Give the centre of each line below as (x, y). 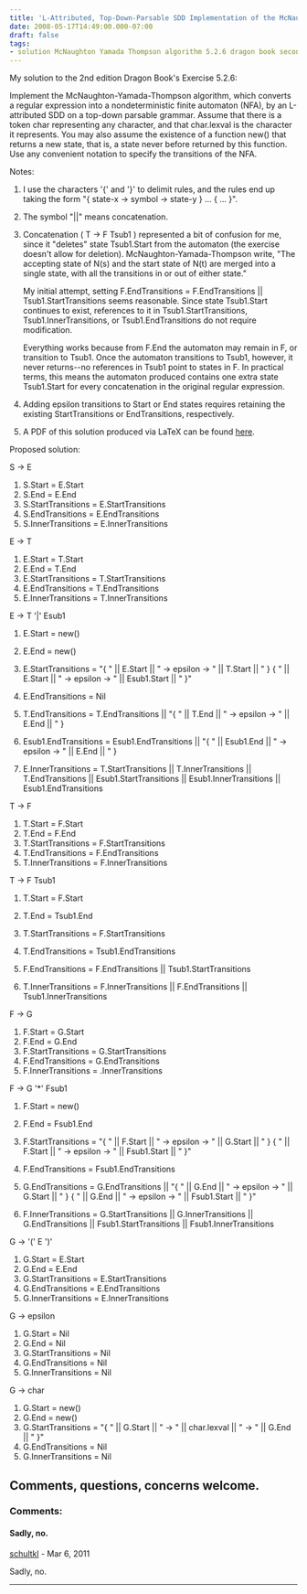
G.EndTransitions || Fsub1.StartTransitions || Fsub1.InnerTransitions (148, 1224)
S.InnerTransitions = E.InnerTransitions (95, 524)
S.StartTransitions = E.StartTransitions (94, 505)
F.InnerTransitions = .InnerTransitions (92, 1071)
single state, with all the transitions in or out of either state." (134, 273)
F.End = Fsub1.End (58, 1124)
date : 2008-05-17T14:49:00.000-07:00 (81, 27)
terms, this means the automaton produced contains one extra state (150, 377)
